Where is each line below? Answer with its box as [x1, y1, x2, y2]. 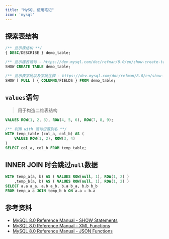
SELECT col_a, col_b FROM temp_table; [5, 145, 87, 150]
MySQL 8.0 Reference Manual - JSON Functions [12, 228, 113, 234]
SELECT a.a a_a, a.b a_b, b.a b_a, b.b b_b [5, 184, 98, 189]
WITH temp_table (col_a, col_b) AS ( [5, 132, 84, 137]
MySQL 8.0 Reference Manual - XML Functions [12, 222, 111, 228]
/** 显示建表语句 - [5, 59, 42, 65]
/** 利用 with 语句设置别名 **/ [5, 127, 67, 132]
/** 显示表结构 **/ [5, 46, 42, 51]
